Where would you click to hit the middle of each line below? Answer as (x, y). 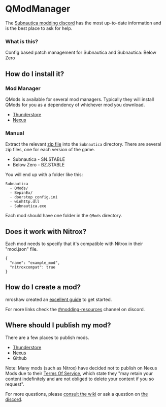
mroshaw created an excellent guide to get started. (59, 299)
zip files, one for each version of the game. (50, 150)
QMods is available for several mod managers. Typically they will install (80, 99)
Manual (15, 133)
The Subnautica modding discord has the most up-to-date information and (83, 23)
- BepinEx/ (21, 193)
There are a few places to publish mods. (47, 337)
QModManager (38, 9)
